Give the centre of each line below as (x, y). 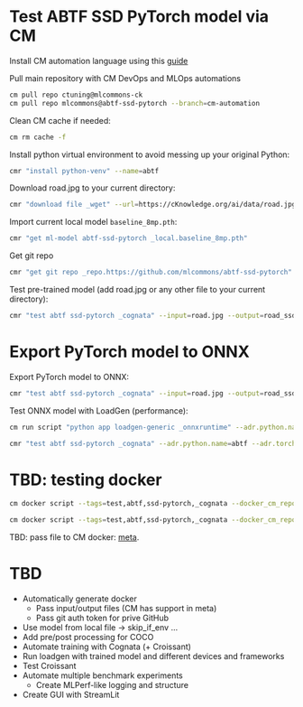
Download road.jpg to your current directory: (92, 188)
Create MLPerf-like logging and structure (112, 685)
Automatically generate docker (79, 599)
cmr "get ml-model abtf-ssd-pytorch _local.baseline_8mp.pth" (129, 238)
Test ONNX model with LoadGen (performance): (99, 410)
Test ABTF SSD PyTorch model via (139, 17)
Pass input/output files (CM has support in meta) (126, 609)
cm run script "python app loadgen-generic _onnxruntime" (120, 427)
